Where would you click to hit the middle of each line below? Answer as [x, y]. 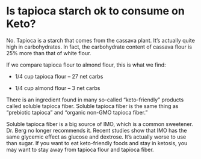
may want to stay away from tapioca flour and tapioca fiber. [80, 149]
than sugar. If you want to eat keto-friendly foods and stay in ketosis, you [97, 143]
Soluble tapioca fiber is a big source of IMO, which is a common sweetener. [100, 124]
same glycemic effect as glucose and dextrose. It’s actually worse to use [96, 137]
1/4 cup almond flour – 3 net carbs [57, 88]
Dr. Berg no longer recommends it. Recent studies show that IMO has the [97, 130]
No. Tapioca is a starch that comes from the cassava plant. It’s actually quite [101, 40]
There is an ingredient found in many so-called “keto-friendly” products [95, 100]
